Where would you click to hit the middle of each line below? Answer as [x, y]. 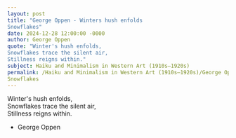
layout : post [26, 14]
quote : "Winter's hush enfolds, [54, 46]
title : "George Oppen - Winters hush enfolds [75, 20]
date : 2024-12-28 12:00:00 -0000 [56, 33]
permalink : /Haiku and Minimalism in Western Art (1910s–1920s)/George [114, 72]
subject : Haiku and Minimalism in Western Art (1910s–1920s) [99, 66]
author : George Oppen [39, 40]
